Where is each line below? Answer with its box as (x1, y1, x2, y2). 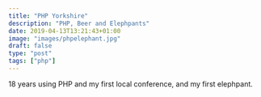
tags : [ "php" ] (8, 57, 57, 65)
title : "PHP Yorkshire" (8, 11, 89, 20)
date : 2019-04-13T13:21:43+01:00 (8, 27, 121, 35)
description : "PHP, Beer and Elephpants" (8, 19, 150, 27)
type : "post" (8, 49, 53, 57)
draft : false (8, 42, 53, 50)
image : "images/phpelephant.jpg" (8, 34, 121, 43)
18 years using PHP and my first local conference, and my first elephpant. (8, 78, 253, 89)
